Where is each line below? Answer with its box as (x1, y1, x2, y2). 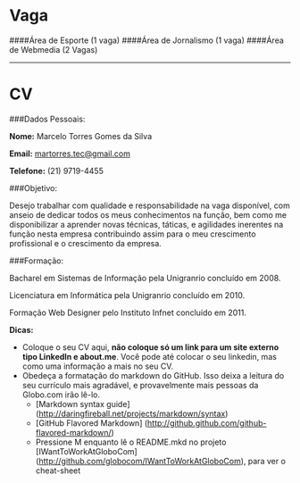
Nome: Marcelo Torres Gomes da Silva (9, 130, 153, 141)
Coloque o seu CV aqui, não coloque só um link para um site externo (21, 341, 279, 353)
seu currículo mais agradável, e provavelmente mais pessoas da (21, 379, 259, 390)
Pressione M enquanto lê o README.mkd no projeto (35, 437, 227, 447)
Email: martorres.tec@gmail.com (9, 148, 131, 159)
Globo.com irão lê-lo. (21, 389, 101, 400)
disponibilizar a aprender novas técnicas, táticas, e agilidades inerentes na (9, 219, 284, 229)
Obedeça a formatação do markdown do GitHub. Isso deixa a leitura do (21, 370, 285, 380)
